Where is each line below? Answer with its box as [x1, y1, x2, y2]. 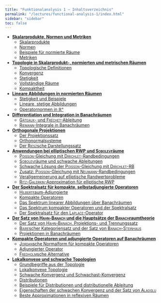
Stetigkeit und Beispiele [19, 96, 67, 102]
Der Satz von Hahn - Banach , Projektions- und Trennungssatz [19, 220, 138, 226]
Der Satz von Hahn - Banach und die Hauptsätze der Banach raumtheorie [12, 215, 155, 221]
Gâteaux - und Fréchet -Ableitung [19, 117, 82, 123]
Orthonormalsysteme [19, 138, 62, 144]
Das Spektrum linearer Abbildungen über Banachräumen [19, 200, 132, 205]
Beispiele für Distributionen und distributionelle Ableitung [19, 282, 133, 288]
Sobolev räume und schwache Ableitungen [19, 158, 103, 164]
